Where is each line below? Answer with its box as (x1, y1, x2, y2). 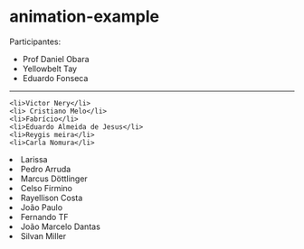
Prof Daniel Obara (22, 53, 90, 64)
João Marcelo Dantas (21, 221, 101, 232)
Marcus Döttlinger (21, 173, 88, 184)
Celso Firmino (21, 182, 72, 193)
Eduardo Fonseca (22, 72, 89, 83)
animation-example (9, 6, 160, 27)
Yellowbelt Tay (22, 63, 78, 74)
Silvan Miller (21, 230, 66, 241)
